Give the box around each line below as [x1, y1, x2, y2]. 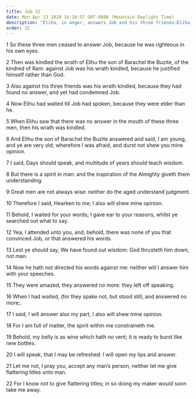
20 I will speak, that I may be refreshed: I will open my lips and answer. [6, 351, 177, 358]
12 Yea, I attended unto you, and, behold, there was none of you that [6, 229, 171, 236]
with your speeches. [6, 270, 56, 277]
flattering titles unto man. [6, 368, 67, 376]
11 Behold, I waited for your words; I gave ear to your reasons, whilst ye [6, 211, 178, 218]
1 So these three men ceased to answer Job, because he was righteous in [6, 41, 185, 48]
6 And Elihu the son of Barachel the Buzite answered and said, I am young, [6, 136, 187, 143]
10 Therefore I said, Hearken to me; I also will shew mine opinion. [6, 200, 163, 207]
